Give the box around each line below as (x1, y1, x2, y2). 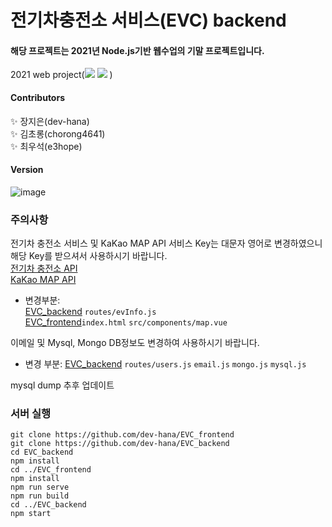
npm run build (10, 491, 70, 501)
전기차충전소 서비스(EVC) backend (10, 9, 287, 32)
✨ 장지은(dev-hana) (10, 115, 90, 127)
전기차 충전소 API (10, 262, 78, 275)
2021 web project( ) (10, 69, 113, 81)
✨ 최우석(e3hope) (10, 140, 83, 152)
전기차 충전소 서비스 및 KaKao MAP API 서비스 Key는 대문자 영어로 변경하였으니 (10, 237, 323, 250)
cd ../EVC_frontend (10, 465, 92, 475)
